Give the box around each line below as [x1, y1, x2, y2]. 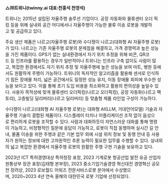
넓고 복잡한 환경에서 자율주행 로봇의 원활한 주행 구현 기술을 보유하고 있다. [10, 144, 154, 150]
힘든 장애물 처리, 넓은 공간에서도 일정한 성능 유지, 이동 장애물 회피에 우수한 [10, 76, 156, 82]
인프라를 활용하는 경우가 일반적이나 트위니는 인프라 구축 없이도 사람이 [16, 58, 151, 63]
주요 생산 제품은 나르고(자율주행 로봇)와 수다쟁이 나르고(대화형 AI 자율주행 [5, 39, 149, 45]
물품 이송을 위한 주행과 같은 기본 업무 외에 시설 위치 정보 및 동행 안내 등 [12, 131, 150, 137]
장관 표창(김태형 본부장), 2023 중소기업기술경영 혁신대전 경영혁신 [22, 161, 150, 166]
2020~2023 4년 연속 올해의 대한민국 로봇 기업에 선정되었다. [12, 173, 130, 179]
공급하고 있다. [16, 28, 43, 34]
